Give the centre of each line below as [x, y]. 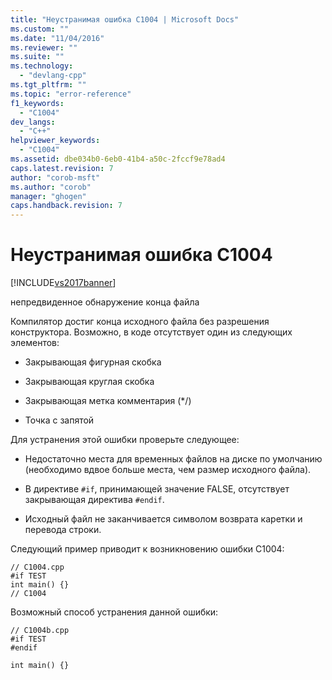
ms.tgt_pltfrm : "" [48, 85]
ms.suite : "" [37, 57]
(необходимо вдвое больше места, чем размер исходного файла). [168, 470]
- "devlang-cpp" [53, 76]
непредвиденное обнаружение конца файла [105, 302]
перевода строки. [63, 530]
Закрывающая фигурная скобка [93, 362]
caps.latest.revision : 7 [62, 168]
